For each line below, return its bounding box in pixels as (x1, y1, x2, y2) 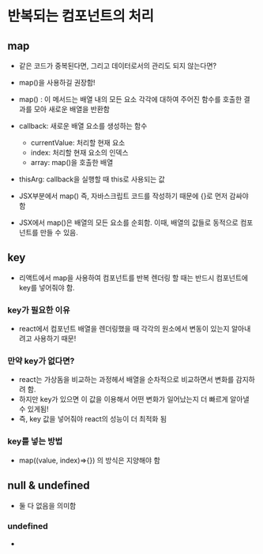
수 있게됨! (18, 404, 49, 414)
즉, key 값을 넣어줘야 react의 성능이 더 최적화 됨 (18, 414, 167, 424)
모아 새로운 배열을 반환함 (33, 104, 110, 114)
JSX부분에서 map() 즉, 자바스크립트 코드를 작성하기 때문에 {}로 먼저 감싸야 (18, 191, 250, 200)
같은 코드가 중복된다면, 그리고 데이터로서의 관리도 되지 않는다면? (18, 61, 217, 70)
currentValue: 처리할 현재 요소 (30, 138, 126, 147)
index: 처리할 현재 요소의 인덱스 (30, 148, 129, 157)
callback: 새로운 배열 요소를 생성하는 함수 (18, 122, 148, 130)
